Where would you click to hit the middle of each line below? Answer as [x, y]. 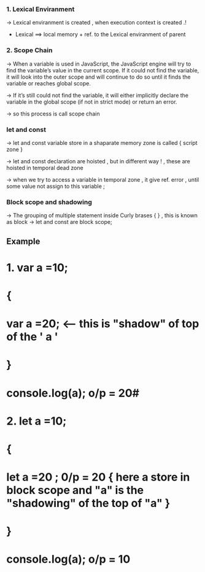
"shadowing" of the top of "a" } [88, 504]
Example [23, 241]
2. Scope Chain [29, 50]
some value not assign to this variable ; [56, 186]
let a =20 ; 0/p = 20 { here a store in [98, 477]
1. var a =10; [37, 267]
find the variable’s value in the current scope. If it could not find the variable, [103, 70]
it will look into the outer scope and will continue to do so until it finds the [99, 77]
